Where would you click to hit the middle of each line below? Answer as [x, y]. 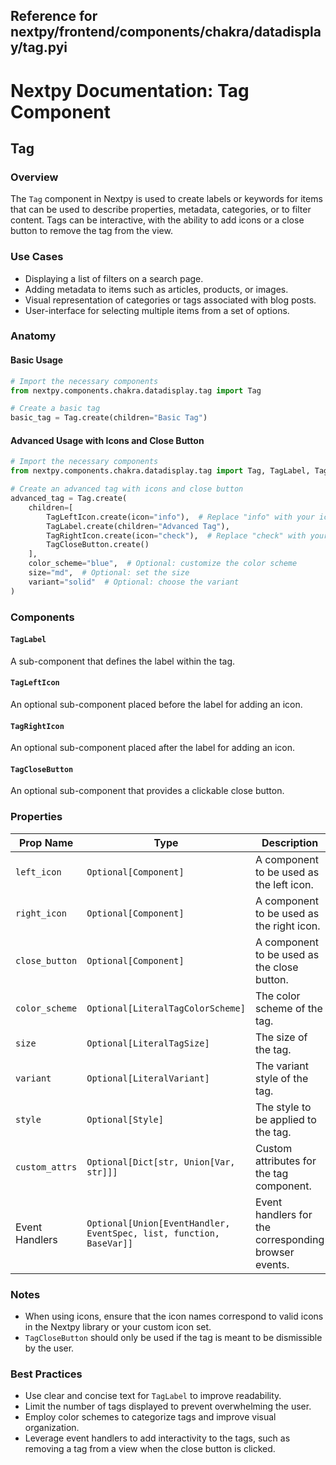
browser [274, 1252]
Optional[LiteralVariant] [148, 1078]
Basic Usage [36, 360]
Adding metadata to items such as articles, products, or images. [156, 289]
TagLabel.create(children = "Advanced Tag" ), [138, 526]
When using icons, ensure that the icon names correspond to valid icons [174, 1316]
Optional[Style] [125, 1119]
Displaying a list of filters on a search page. [114, 278]
